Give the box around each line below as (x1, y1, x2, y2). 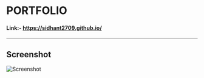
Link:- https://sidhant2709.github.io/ (6, 24, 102, 31)
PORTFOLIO (6, 4, 68, 18)
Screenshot (6, 49, 52, 60)
